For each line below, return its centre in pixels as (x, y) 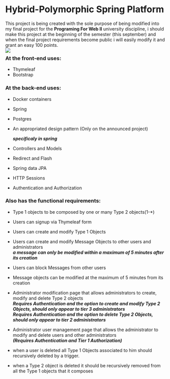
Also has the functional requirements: (53, 201)
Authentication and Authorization (47, 188)
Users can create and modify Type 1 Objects (59, 231)
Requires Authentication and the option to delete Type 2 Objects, (83, 314)
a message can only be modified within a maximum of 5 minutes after (88, 252)
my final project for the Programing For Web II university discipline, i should (85, 28)
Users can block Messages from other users (59, 268)
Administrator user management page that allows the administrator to (86, 330)
